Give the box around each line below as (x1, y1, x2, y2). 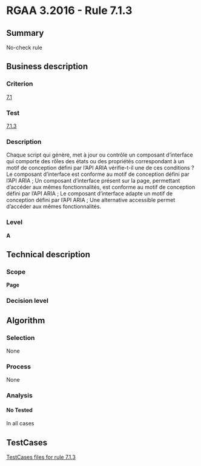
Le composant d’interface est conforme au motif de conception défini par (6, 171, 189, 178)
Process (6, 362, 31, 371)
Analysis (6, 391, 33, 400)
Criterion (6, 79, 33, 88)
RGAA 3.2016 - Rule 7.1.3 (6, 4, 133, 18)
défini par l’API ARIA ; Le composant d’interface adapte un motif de (6, 190, 173, 197)
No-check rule (6, 44, 42, 51)
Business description (6, 61, 88, 72)
